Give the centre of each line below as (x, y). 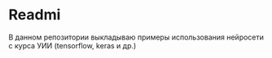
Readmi (35, 15)
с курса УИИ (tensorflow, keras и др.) (72, 45)
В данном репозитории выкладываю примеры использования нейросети (136, 37)
